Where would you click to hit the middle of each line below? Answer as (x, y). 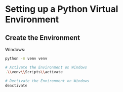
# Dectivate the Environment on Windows (47, 81)
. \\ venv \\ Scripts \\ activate (34, 72)
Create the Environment (42, 38)
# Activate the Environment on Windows (46, 67)
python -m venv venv (26, 59)
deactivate (16, 85)
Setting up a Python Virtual (62, 9)
